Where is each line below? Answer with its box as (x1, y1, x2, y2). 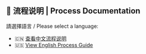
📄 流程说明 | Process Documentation (6, 6, 141, 16)
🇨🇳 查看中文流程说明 (14, 35, 67, 42)
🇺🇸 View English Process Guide (14, 41, 93, 48)
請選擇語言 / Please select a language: (6, 23, 99, 30)
